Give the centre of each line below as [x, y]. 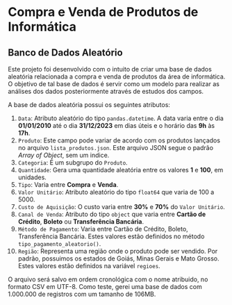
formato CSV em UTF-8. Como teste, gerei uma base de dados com [105, 287]
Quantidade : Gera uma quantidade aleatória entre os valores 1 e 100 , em [121, 170]
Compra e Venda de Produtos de [103, 12]
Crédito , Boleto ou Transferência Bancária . [81, 222]
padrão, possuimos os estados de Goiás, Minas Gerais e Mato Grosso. [118, 258]
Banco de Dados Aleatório [66, 52]
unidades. [32, 177]
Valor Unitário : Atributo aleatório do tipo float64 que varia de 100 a [116, 192]
